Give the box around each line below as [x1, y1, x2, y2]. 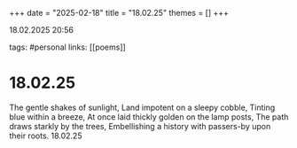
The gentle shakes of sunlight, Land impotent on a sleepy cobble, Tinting [9, 102, 276, 113]
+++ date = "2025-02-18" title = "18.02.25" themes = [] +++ [9, 8, 229, 18]
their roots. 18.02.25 [9, 130, 82, 141]
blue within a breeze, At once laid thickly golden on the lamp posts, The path [9, 111, 289, 122]
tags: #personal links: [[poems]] [9, 42, 126, 52]
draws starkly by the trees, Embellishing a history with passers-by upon [9, 121, 271, 131]
